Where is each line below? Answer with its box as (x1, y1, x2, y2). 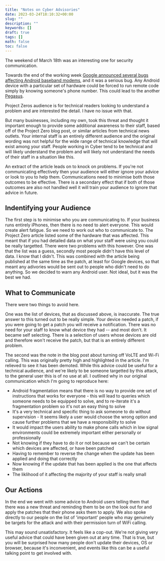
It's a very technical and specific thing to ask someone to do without (12, 409, 151, 415)
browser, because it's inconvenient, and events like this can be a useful (5, 545, 150, 551)
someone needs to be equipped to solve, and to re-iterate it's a (12, 398, 140, 404)
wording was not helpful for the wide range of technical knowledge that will (5, 138, 158, 144)
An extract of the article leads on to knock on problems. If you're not (5, 163, 144, 169)
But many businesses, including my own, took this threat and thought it (5, 117, 149, 123)
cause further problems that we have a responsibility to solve (12, 419, 137, 425)
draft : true (5, 30, 29, 35)
